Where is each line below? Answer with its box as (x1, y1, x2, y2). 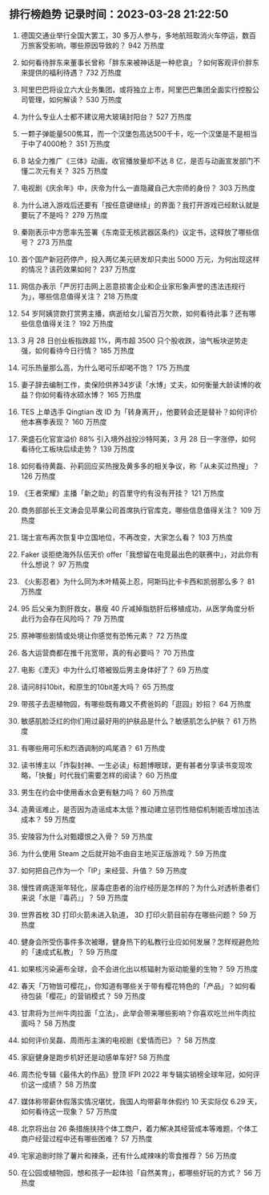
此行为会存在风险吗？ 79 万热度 (20, 614, 125, 623)
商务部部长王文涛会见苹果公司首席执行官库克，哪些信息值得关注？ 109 (20, 505, 252, 515)
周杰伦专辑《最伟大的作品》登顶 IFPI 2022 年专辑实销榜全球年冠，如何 (20, 1069, 253, 1079)
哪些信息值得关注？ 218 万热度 (38, 292, 139, 301)
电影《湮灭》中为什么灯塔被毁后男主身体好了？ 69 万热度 (20, 665, 210, 675)
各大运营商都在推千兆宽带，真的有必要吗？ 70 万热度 (20, 647, 195, 657)
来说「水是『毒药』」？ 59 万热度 (20, 892, 129, 902)
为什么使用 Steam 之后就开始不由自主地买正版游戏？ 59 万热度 (20, 848, 227, 858)
